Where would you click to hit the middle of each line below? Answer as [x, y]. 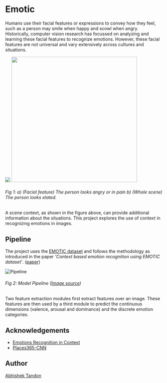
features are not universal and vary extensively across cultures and [75, 44]
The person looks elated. [31, 197]
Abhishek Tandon [23, 375]
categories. [17, 315]
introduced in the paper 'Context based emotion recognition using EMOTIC [83, 256]
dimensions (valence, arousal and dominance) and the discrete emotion [79, 309]
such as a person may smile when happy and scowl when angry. [72, 28]
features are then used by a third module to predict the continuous [74, 304]
